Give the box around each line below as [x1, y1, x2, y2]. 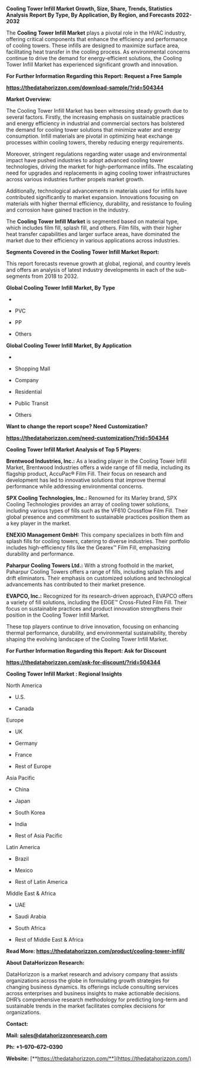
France [14, 751, 33, 758]
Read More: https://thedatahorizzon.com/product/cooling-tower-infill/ [6, 948, 185, 955]
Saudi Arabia [14, 913, 46, 920]
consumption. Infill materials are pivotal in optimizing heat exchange [6, 132, 173, 140]
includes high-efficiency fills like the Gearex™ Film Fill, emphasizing [6, 544, 171, 551]
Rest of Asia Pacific [14, 832, 63, 839]
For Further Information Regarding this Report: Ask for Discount [6, 647, 167, 654]
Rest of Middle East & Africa [14, 936, 84, 943]
